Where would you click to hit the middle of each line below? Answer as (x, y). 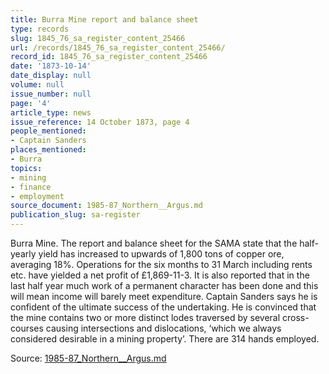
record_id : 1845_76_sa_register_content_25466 (109, 57)
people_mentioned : (48, 131)
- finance (31, 187)
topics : (26, 168)
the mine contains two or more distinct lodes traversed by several (145, 317)
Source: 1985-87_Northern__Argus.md (88, 358)
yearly (23, 254)
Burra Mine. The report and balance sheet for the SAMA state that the (154, 243)
